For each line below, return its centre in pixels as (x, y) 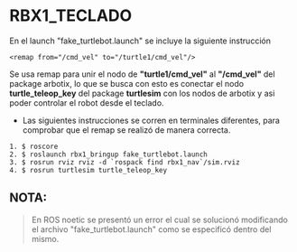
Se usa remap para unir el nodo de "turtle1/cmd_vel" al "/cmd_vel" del (142, 74)
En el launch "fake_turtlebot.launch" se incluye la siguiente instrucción (140, 41)
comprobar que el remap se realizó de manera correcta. (126, 130)
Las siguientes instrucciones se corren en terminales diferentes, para (151, 120)
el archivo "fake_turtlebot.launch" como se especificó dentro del (151, 229)
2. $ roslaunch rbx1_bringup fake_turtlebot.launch (108, 154)
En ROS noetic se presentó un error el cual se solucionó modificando (160, 219)
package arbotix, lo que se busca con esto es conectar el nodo (127, 83)
